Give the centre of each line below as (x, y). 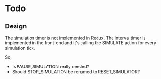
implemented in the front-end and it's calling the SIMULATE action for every (81, 43)
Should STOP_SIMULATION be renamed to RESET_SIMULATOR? (76, 72)
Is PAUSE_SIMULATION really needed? (51, 66)
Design (16, 26)
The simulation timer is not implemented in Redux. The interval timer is (75, 38)
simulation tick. (20, 48)
